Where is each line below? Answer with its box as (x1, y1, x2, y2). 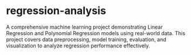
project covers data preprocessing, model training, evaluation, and (6, 36, 167, 43)
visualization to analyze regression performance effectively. (6, 42, 151, 49)
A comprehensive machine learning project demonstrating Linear (6, 23, 163, 30)
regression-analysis (6, 4, 107, 18)
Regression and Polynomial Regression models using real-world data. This (6, 29, 186, 36)
